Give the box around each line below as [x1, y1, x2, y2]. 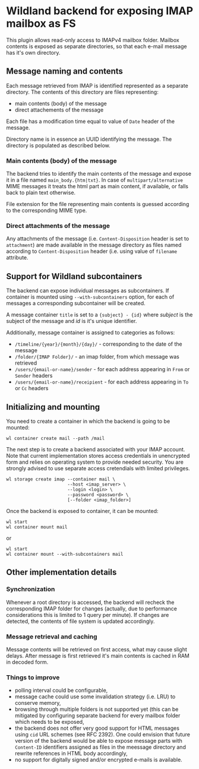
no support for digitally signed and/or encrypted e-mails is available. [14, 756, 182, 764]
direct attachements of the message [14, 106, 104, 113]
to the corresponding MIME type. [6, 207, 87, 214]
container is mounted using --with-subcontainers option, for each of [6, 293, 175, 300]
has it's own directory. [6, 49, 61, 56]
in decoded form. [6, 658, 49, 666]
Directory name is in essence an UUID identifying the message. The [6, 135, 172, 143]
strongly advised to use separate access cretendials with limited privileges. [6, 464, 190, 471]
